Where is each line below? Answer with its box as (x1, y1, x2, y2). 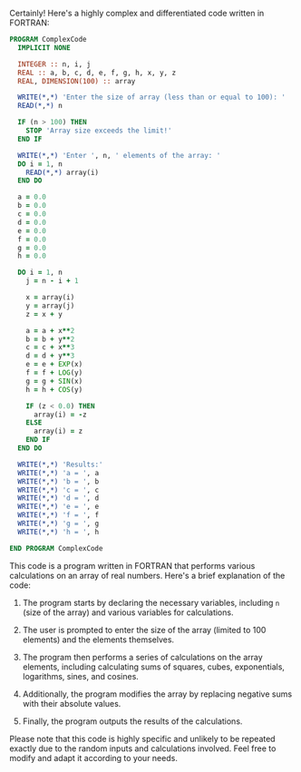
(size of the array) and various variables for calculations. (22, 607, 234, 618)
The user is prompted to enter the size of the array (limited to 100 (22, 624, 267, 635)
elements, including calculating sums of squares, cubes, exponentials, (22, 661, 286, 672)
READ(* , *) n (17, 102, 63, 111)
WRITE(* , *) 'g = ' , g (17, 519, 100, 528)
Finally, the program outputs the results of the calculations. (22, 716, 243, 727)
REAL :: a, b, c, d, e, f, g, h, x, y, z (17, 68, 177, 77)
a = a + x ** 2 (25, 326, 75, 335)
